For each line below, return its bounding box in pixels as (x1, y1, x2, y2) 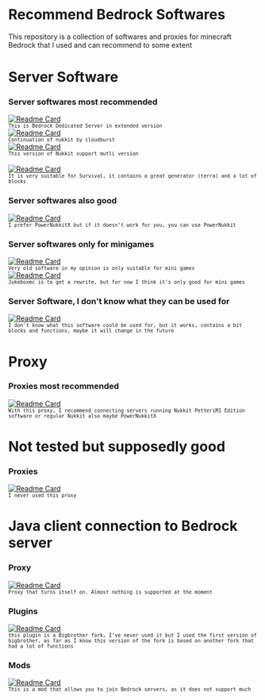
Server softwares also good (8, 195, 117, 206)
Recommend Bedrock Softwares (8, 6, 226, 24)
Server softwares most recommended (8, 97, 158, 108)
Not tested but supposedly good (8, 437, 226, 456)
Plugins (8, 606, 38, 617)
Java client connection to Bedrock (8, 517, 238, 535)
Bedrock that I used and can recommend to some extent (8, 40, 193, 49)
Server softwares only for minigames (8, 238, 155, 249)
